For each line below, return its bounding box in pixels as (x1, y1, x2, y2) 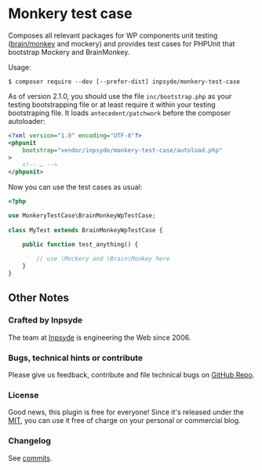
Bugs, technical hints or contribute (8, 352, 144, 363)
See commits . (8, 453, 53, 463)
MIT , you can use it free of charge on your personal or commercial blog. (8, 416, 241, 425)
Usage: (8, 62, 31, 71)
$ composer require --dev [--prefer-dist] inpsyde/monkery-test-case (8, 78, 241, 86)
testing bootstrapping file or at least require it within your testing (8, 100, 216, 109)
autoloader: (8, 116, 45, 126)
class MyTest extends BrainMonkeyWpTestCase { (8, 226, 163, 234)
